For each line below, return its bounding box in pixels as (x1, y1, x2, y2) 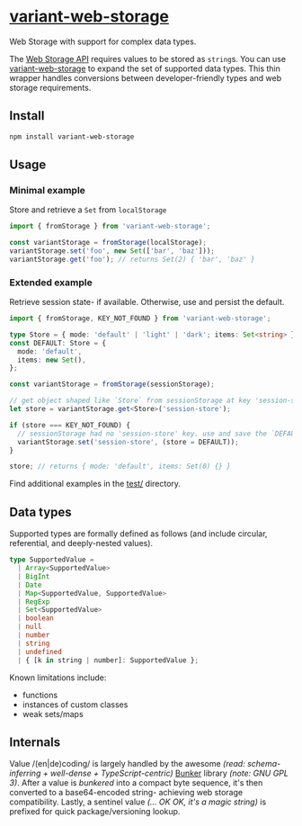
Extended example (9, 276, 93, 289)
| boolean (17, 614, 54, 623)
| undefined (17, 647, 63, 656)
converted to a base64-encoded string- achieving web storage (9, 787, 244, 798)
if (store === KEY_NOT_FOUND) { (9, 420, 130, 429)
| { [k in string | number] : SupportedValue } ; (17, 655, 200, 665)
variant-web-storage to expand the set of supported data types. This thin (9, 63, 280, 74)
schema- (246, 759, 281, 769)
